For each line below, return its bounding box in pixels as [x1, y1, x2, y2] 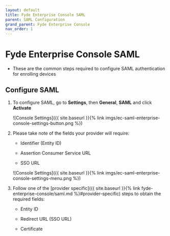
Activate [12, 104, 32, 111]
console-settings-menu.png [12, 175, 72, 181]
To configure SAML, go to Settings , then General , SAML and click [12, 99, 152, 105]
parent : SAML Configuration [5, 17, 65, 22]
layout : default [5, 7, 40, 13]
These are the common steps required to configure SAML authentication [12, 66, 165, 72]
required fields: [12, 196, 45, 202]
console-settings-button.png [12, 120, 74, 126]
